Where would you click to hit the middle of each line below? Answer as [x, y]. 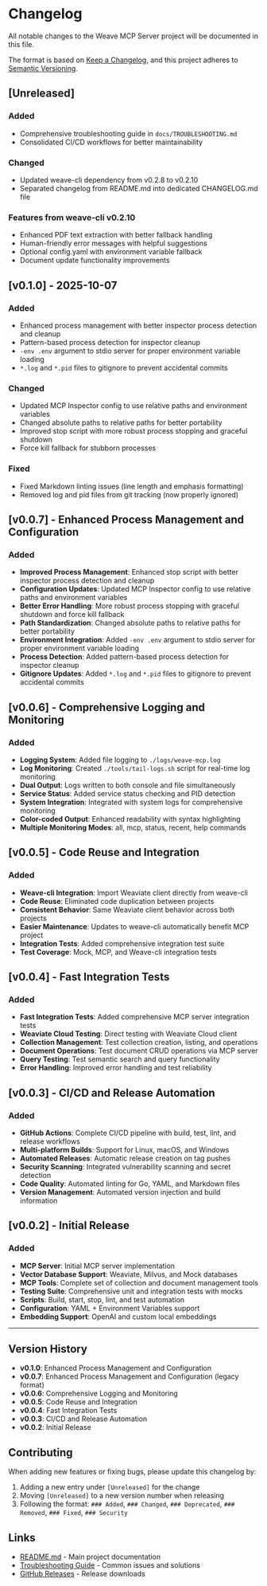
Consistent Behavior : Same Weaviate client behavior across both [127, 909]
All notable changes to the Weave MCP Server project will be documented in [133, 36]
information [39, 1200]
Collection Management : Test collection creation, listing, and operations [139, 1042]
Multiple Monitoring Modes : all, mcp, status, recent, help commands [133, 827]
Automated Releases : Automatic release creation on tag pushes [125, 1158]
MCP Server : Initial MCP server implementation [97, 1266]
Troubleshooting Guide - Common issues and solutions [110, 1565]
